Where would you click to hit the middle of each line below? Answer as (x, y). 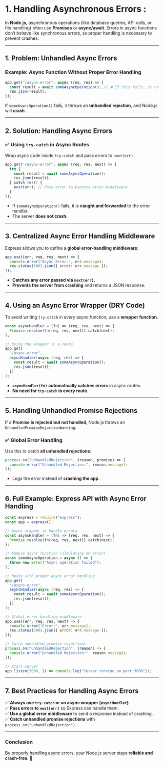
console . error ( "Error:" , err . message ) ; (50, 626)
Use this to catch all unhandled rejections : (48, 451)
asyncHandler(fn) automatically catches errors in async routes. (77, 385)
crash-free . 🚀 (19, 758)
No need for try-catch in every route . (50, 391)
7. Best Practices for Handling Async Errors (72, 691)
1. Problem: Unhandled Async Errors (61, 58)
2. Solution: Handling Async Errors (59, 131)
